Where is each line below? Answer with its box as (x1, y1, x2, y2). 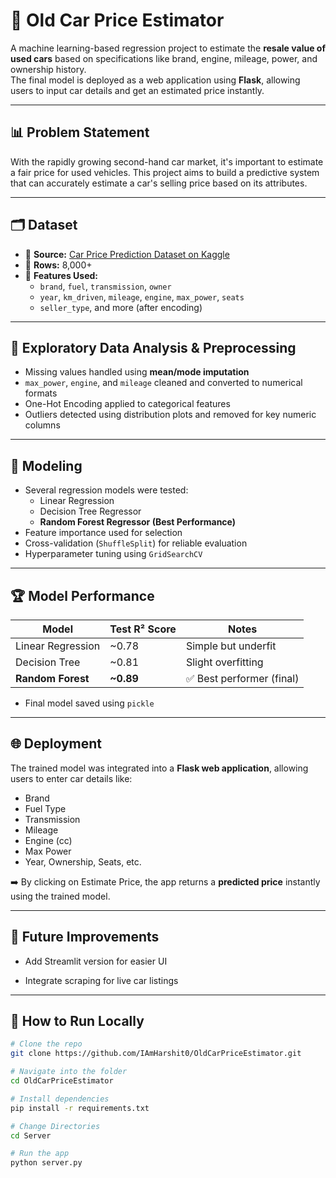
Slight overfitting (185, 655, 264, 669)
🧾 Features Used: (24, 269, 98, 281)
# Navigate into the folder (10, 1067, 128, 1077)
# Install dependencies (10, 1094, 110, 1104)
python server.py (10, 1158, 83, 1168)
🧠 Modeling (10, 457, 83, 474)
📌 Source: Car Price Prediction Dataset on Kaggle (24, 248, 230, 260)
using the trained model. (10, 890, 111, 902)
